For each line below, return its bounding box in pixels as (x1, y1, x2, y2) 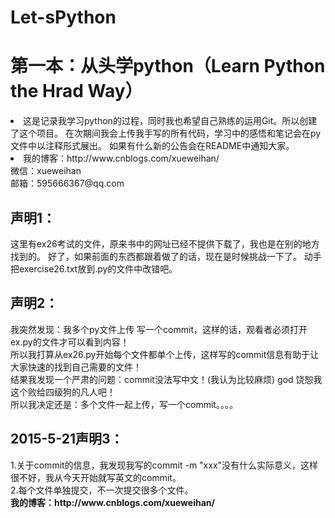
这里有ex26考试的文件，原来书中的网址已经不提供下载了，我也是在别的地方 (10, 237, 320, 250)
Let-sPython (10, 6, 117, 29)
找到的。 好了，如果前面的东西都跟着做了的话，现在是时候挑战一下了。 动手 (10, 250, 322, 262)
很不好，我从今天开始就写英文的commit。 (10, 471, 182, 483)
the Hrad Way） (10, 80, 143, 103)
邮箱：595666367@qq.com (10, 177, 125, 190)
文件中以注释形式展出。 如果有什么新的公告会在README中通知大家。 (10, 140, 295, 152)
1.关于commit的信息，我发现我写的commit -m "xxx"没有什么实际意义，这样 (10, 459, 319, 471)
